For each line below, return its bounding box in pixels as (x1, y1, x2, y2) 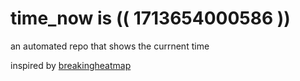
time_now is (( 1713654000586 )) (10, 7, 291, 30)
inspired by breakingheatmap (10, 59, 132, 71)
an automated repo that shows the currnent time (10, 40, 210, 52)
